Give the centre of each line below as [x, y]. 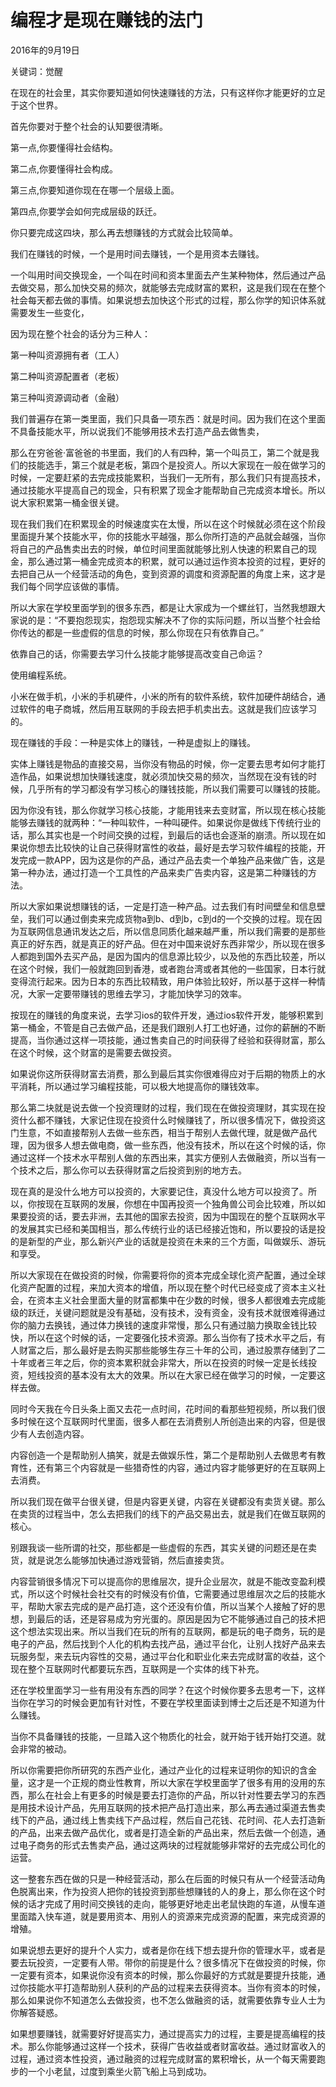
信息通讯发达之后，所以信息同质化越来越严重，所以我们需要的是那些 [185, 931]
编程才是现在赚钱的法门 [107, 20]
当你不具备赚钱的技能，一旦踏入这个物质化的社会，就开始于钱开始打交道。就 [168, 1736]
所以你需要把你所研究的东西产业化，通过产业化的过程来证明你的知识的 [155, 1770]
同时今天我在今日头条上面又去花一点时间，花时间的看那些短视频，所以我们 [163, 1408]
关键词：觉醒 [36, 71]
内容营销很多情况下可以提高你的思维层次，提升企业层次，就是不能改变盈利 [163, 1581]
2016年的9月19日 [45, 50]
